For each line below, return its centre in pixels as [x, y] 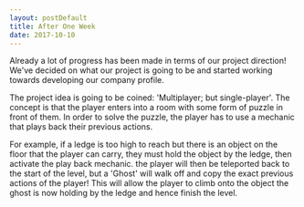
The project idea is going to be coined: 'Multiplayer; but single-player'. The [150, 98]
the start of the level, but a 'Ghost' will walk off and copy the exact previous [152, 173]
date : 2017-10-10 [42, 35]
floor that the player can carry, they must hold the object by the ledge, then [151, 154]
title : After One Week [52, 26]
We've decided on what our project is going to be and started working [141, 70]
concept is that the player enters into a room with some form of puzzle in [146, 108]
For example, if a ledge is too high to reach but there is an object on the [144, 145]
